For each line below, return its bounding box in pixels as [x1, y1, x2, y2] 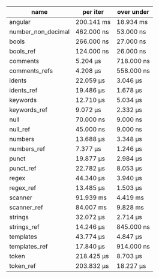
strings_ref [9, 223, 40, 231]
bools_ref [9, 47, 36, 55]
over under [116, 8, 150, 16]
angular [9, 18, 31, 26]
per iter [82, 8, 104, 16]
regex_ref [9, 184, 37, 192]
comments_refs [9, 67, 53, 74]
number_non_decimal [9, 28, 70, 35]
